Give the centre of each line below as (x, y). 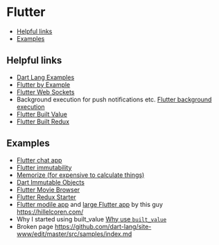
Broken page (35, 226)
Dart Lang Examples (45, 77)
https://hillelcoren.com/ (50, 212)
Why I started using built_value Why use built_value (91, 219)
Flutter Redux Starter (46, 197)
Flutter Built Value (42, 114)
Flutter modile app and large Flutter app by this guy (90, 204)
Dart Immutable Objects (50, 182)
